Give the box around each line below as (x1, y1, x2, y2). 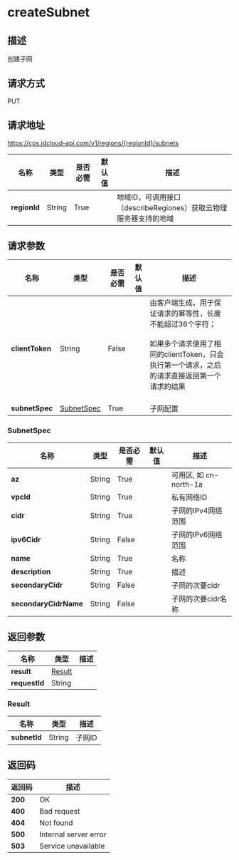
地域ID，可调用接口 (116, 192, 181, 202)
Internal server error (39, 829, 107, 839)
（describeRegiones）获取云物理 (116, 202, 228, 212)
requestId (11, 678, 45, 688)
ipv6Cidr (11, 534, 41, 544)
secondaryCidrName (11, 599, 84, 608)
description (11, 566, 51, 576)
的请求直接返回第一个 (149, 371, 222, 381)
